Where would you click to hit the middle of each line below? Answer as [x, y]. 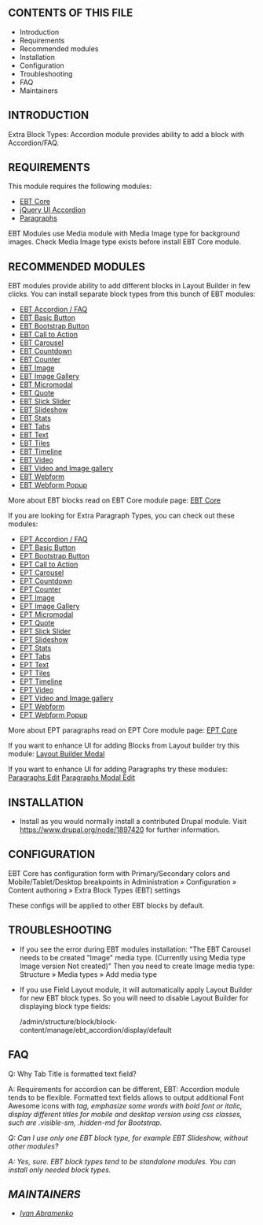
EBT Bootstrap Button [54, 326]
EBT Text [34, 435]
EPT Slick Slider [45, 631]
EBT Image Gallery [49, 377]
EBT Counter [40, 360]
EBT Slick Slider [45, 402]
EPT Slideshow [44, 640]
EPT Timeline [41, 681]
